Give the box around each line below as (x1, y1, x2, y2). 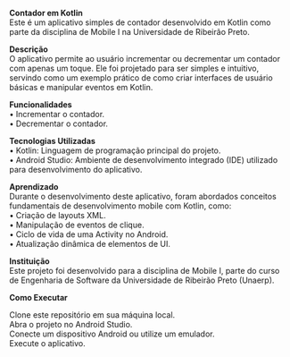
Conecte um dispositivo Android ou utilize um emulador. (9, 328, 216, 339)
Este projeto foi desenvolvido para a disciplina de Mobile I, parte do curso (9, 266, 280, 276)
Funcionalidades (9, 99, 73, 110)
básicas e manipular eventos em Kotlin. (9, 82, 153, 92)
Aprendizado (9, 182, 59, 191)
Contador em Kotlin (9, 8, 83, 18)
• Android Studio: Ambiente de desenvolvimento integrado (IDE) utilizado (9, 155, 278, 165)
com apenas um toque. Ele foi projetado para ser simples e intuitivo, (9, 63, 260, 73)
